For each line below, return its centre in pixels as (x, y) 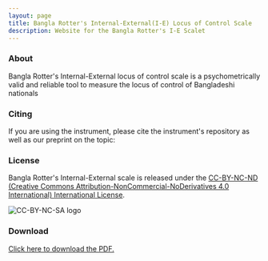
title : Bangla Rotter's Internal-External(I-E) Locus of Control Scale (130, 23)
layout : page (30, 16)
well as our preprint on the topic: (62, 139)
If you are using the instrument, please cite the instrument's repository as (129, 131)
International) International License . (67, 195)
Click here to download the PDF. (61, 248)
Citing (20, 114)
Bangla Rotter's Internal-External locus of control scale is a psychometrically (134, 76)
